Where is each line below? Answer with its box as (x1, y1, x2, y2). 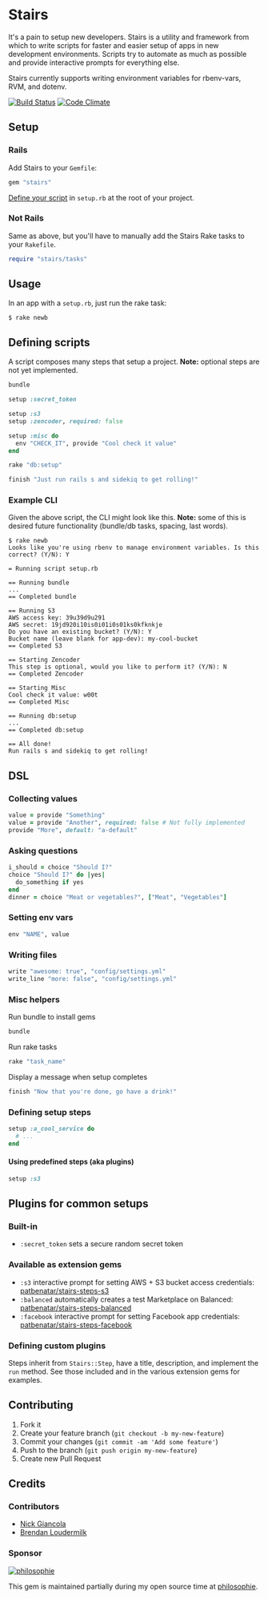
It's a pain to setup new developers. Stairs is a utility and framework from (8, 32, 250, 42)
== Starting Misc (8, 684, 66, 692)
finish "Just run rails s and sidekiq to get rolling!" (8, 475, 198, 484)
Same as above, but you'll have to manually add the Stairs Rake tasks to (8, 231, 246, 240)
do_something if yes (15, 878, 84, 886)
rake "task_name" (8, 1057, 66, 1065)
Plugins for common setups (8, 1197, 149, 1210)
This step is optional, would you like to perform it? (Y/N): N (8, 663, 227, 671)
